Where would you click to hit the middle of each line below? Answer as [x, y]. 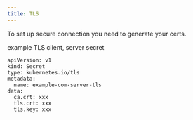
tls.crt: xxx [33, 103]
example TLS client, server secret [56, 47]
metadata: [22, 79]
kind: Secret [26, 66]
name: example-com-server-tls [58, 85]
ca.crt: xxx [31, 97]
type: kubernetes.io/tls [44, 72]
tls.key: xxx [33, 109]
